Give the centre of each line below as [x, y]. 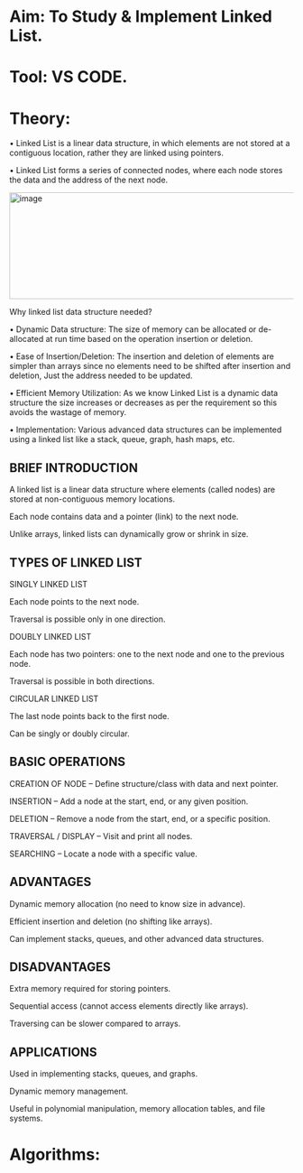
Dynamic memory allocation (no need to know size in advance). [128, 903]
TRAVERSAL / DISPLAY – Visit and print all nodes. [101, 836]
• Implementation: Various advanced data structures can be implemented [146, 429]
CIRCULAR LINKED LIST [54, 698]
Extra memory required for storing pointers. [90, 989]
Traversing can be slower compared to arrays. [95, 1024]
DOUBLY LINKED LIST [50, 636]
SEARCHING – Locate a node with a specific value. [104, 854]
